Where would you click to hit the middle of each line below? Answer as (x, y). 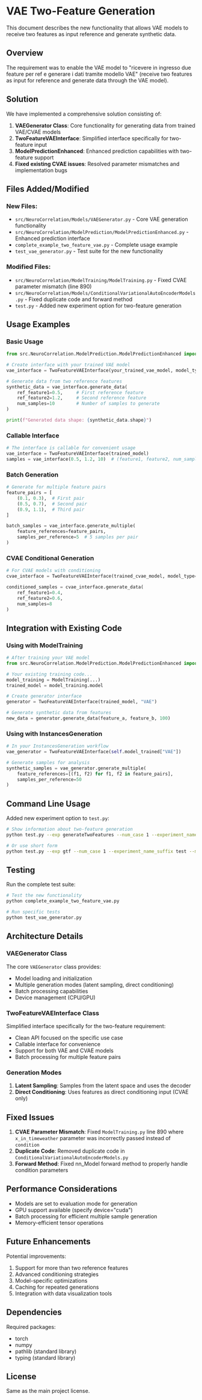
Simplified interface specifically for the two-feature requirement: (86, 1026)
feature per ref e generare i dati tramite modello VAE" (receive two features (99, 74)
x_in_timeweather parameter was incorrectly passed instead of (93, 1138)
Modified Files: (29, 267)
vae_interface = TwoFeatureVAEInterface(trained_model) (78, 454)
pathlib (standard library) (46, 1351)
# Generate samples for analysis (48, 762)
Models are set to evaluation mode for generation (76, 1203)
